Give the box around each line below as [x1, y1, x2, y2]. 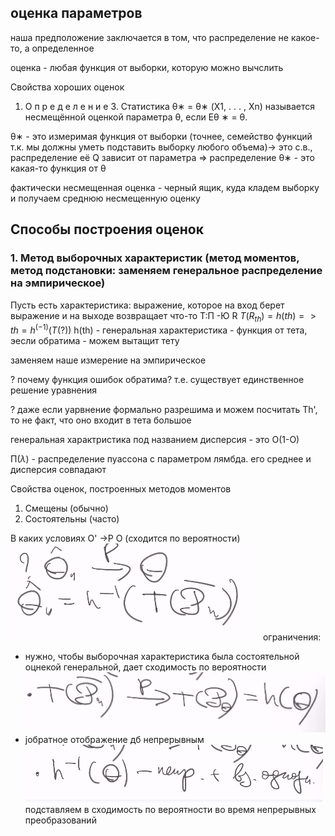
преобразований [24, 814, 97, 826]
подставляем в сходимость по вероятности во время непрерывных [24, 804, 317, 816]
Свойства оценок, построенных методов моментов [10, 482, 232, 495]
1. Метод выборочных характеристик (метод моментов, [10, 251, 300, 265]
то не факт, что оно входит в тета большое [10, 414, 192, 426]
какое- [290, 31, 320, 43]
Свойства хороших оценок [10, 81, 125, 93]
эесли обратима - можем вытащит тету [10, 334, 180, 346]
